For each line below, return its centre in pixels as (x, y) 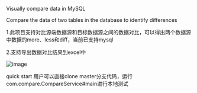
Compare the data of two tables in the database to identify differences (92, 20)
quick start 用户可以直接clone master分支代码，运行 (70, 76)
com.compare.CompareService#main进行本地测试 (67, 84)
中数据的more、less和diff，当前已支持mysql (60, 40)
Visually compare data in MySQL (46, 9)
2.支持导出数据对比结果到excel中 (46, 52)
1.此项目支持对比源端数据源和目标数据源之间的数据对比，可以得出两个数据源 (98, 32)
